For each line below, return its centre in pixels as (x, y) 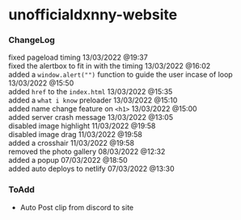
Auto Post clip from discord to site (77, 207)
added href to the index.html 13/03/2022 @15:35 (91, 92)
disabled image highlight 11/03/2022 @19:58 (82, 126)
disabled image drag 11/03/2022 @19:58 (76, 135)
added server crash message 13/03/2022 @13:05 (91, 118)
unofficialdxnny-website (93, 15)
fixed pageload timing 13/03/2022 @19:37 (78, 57)
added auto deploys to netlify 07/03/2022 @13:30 (91, 169)
